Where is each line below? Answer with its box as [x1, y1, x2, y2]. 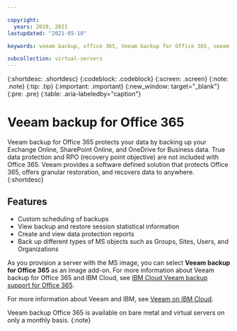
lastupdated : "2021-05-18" [7, 30, 87, 37]
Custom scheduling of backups [17, 214, 109, 223]
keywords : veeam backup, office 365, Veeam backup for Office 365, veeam [7, 42, 230, 50]
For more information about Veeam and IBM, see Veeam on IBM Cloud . [7, 294, 214, 303]
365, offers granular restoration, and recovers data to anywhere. [7, 168, 195, 177]
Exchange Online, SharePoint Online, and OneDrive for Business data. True [7, 146, 225, 154]
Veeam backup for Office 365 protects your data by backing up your [7, 138, 207, 146]
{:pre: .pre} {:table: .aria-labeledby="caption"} [7, 90, 141, 98]
